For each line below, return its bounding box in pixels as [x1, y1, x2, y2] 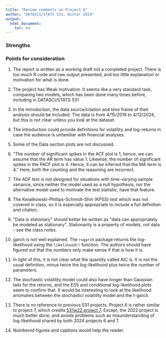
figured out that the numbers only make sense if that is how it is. [12, 247, 144, 253]
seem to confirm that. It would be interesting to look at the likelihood [12, 287, 152, 293]
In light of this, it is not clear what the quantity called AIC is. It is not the [12, 256, 158, 262]
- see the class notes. [12, 227, 57, 233]
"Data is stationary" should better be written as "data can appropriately [12, 216, 158, 222]
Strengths [5, 42, 30, 49]
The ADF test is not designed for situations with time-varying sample [12, 176, 153, 182]
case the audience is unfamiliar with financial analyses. [12, 132, 125, 138]
